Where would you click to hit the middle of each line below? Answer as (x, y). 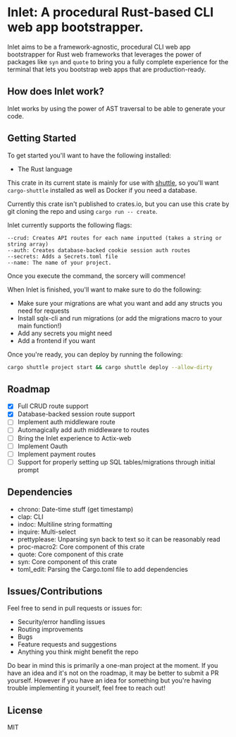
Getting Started (42, 138)
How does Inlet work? (56, 91)
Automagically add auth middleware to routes (83, 430)
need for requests (43, 311)
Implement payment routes (57, 454)
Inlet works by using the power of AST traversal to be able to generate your (117, 108)
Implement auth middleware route (66, 422)
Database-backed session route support (76, 414)
